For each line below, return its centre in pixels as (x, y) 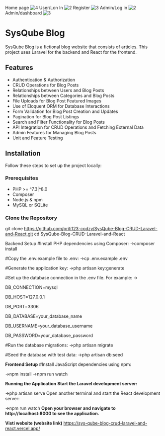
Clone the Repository (31, 218)
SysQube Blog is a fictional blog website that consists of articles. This (77, 47)
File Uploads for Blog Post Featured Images (57, 101)
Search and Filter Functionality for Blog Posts (59, 122)
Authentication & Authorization (44, 80)
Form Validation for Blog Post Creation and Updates (65, 111)
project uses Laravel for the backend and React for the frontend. (71, 52)
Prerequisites (22, 178)
